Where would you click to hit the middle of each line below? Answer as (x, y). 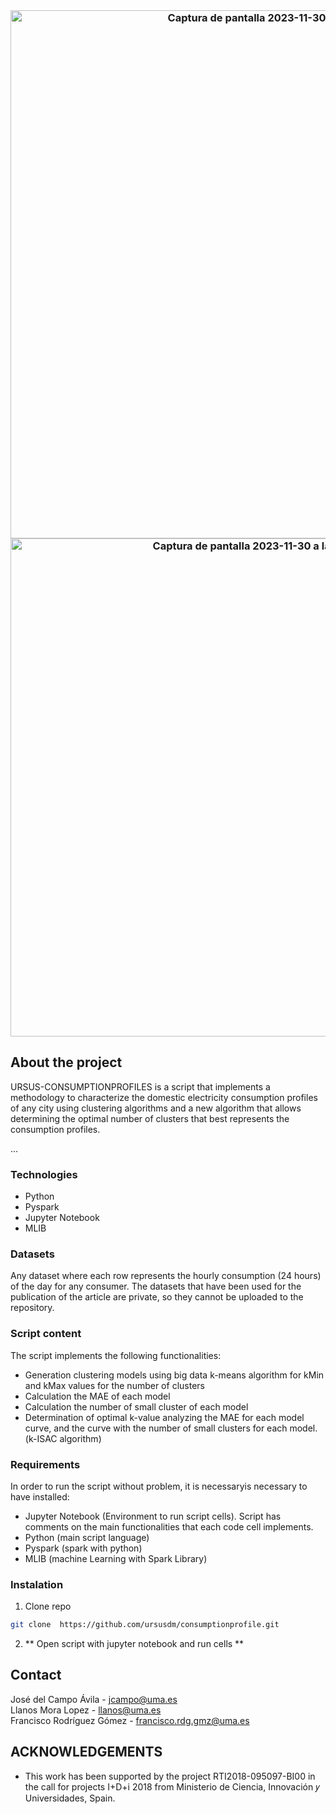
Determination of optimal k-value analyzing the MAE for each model (164, 1417)
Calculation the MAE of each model (97, 1396)
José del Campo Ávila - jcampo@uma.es (94, 1699)
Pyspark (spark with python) (83, 1548)
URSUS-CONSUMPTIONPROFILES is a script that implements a (140, 1086)
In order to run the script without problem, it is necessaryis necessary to (159, 1486)
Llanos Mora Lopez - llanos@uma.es (86, 1710)
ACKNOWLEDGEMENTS (86, 1752)
